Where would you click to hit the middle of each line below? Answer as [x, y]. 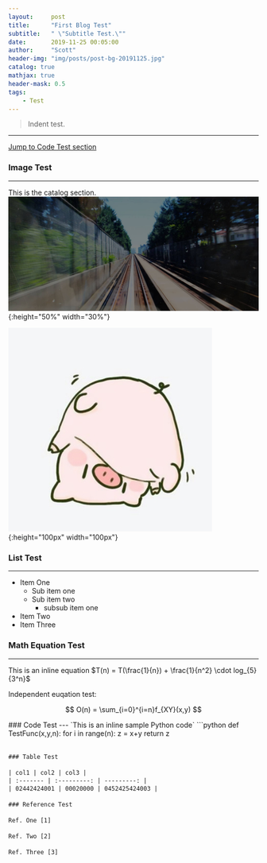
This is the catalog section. [52, 192]
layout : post [37, 17]
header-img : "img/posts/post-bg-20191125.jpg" [87, 59]
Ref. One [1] [30, 820]
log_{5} [245, 670]
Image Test [30, 168]
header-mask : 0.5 [37, 83]
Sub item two [53, 599]
